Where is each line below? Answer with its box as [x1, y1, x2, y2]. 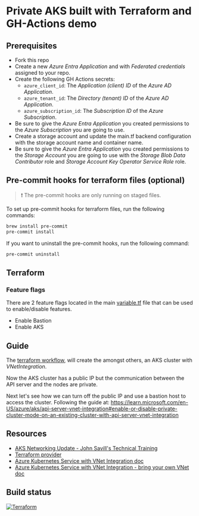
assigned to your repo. [14, 69, 70, 76]
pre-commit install [6, 229, 55, 235]
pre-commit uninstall [6, 251, 60, 257]
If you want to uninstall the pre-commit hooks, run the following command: [6, 239, 189, 247]
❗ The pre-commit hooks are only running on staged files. [20, 191, 161, 198]
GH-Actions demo [6, 17, 97, 30]
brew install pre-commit [6, 223, 68, 229]
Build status [6, 487, 52, 497]
